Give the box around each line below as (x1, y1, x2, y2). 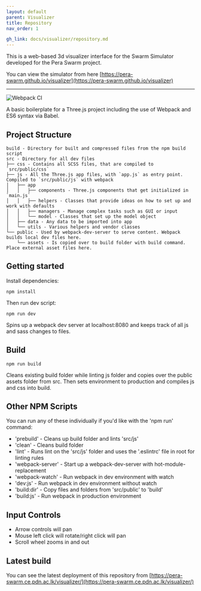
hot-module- (154, 460, 186, 468)
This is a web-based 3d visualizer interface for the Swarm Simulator (6, 53, 174, 60)
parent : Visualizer (6, 14, 55, 20)
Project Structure (6, 129, 72, 140)
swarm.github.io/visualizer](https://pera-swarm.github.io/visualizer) (6, 77, 173, 84)
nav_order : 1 (6, 25, 39, 32)
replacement (14, 467, 47, 474)
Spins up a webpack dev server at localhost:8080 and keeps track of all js (6, 321, 189, 328)
